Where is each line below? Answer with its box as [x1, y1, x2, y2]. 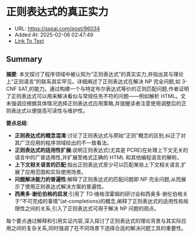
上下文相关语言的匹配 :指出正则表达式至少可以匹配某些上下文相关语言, [14, 161, 182, 168]
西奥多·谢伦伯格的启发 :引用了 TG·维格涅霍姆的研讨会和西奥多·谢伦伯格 [14, 190, 183, 197]
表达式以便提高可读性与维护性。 [11, 107, 88, 114]
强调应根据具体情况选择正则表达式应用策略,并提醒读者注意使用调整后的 [11, 100, 182, 107]
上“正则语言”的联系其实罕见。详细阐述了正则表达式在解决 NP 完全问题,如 [6, 78, 181, 85]
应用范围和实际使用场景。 [25, 168, 86, 175]
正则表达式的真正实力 [6, 5, 109, 19]
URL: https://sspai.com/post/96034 [14, 25, 100, 32]
